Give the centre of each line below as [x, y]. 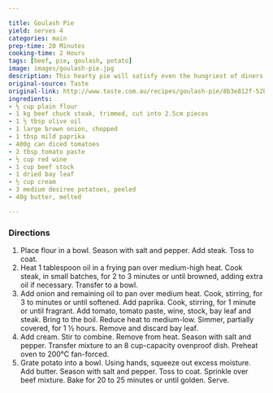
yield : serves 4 [36, 31]
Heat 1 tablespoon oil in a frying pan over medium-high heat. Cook [131, 268]
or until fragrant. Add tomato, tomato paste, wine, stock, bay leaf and [136, 311]
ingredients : [30, 98]
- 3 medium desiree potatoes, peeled [72, 190]
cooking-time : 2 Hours [47, 54]
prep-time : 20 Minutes [47, 46]
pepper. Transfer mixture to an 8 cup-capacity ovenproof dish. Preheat [139, 346]
